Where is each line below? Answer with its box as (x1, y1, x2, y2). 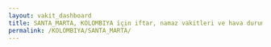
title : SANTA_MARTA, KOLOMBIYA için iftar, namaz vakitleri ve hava (8, 19, 244, 27)
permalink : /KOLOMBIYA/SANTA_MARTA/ (8, 26, 131, 34)
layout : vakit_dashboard (8, 11, 92, 20)
